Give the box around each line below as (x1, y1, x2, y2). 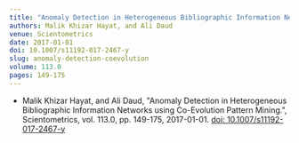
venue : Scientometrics (9, 29, 93, 38)
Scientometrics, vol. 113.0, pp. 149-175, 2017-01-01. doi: (21, 114, 225, 124)
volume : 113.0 (9, 63, 62, 72)
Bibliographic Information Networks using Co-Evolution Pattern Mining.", (21, 104, 287, 115)
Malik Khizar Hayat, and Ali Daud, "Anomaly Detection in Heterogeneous (21, 95, 287, 106)
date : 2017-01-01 (9, 37, 74, 47)
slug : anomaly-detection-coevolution (9, 54, 149, 63)
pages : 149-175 (9, 71, 66, 80)
